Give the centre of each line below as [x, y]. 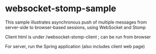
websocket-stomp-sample [61, 9]
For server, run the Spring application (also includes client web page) [75, 46]
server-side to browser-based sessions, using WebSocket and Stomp [76, 27]
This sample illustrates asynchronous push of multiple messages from [76, 22]
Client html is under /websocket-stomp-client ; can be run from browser [78, 37]
